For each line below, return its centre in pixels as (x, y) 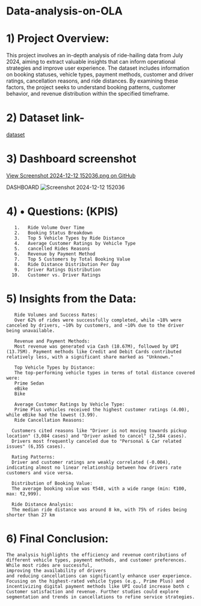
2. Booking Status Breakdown (54, 233)
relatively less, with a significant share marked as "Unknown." (90, 357)
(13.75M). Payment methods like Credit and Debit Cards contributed (94, 351)
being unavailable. (31, 330)
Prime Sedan (29, 383)
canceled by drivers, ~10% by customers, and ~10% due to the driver (95, 325)
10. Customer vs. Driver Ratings (56, 275)
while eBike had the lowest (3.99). (52, 415)
